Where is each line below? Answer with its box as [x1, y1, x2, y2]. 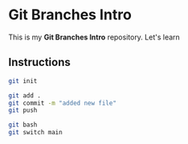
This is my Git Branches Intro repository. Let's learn [8, 32, 181, 42]
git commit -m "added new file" [8, 99, 116, 107]
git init [8, 76, 38, 85]
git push [8, 106, 38, 114]
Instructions [8, 56, 71, 69]
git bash [8, 121, 38, 130]
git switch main [8, 129, 63, 137]
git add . [8, 91, 42, 100]
